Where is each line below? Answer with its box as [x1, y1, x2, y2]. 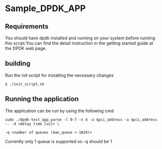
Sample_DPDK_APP [5, 3, 86, 14]
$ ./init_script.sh [5, 82, 45, 86]
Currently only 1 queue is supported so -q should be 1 [5, 138, 113, 144]
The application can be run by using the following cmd [5, 108, 114, 114]
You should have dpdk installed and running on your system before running [5, 35, 156, 41]
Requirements [5, 22, 49, 31]
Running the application [5, 95, 79, 103]
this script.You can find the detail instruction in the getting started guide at [5, 40, 154, 46]
